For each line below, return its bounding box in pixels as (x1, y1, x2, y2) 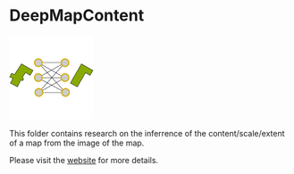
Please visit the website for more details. (9, 154, 159, 165)
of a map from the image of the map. (9, 137, 145, 148)
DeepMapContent (9, 5, 145, 26)
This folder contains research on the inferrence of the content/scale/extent (9, 128, 285, 138)
